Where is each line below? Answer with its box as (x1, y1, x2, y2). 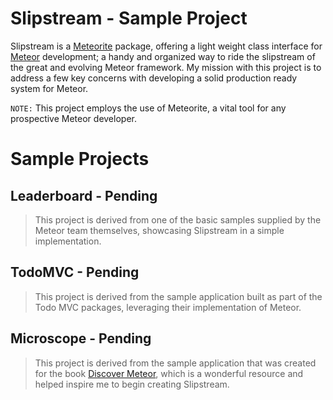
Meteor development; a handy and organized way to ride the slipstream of (10, 50, 316, 62)
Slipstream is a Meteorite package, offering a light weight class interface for (10, 40, 323, 52)
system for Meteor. (10, 82, 89, 94)
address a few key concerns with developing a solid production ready (10, 72, 298, 84)
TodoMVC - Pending (10, 264, 140, 281)
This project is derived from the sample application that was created (34, 357, 317, 369)
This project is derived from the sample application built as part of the (34, 290, 323, 302)
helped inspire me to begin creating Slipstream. (34, 378, 230, 390)
